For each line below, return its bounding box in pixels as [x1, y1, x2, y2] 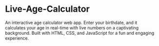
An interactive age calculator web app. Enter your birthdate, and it [5, 20, 138, 25]
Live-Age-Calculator [5, 3, 90, 15]
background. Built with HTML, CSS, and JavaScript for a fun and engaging [5, 30, 155, 36]
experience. [5, 35, 29, 41]
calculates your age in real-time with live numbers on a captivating [5, 24, 139, 30]
